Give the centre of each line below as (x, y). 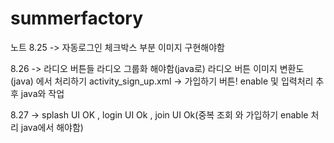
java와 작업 (42, 93)
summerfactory (77, 18)
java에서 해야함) (52, 127)
